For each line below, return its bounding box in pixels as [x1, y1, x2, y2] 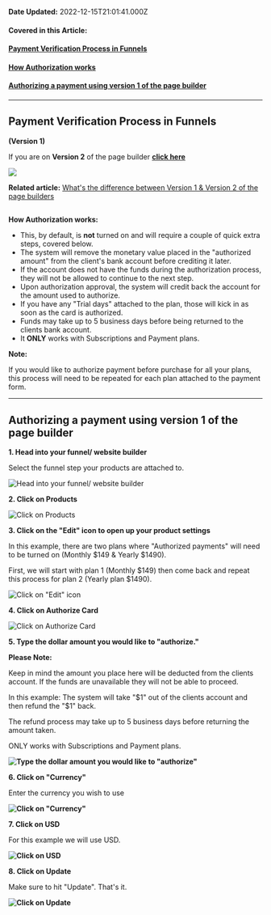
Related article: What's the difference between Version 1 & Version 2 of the [8, 182, 259, 193]
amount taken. [8, 725, 56, 735]
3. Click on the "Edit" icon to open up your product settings [8, 525, 211, 535]
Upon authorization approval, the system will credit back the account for [19, 282, 261, 292]
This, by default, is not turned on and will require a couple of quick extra [19, 231, 261, 240]
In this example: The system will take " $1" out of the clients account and [8, 692, 248, 702]
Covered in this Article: [8, 25, 88, 35]
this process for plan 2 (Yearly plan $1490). [8, 574, 152, 583]
